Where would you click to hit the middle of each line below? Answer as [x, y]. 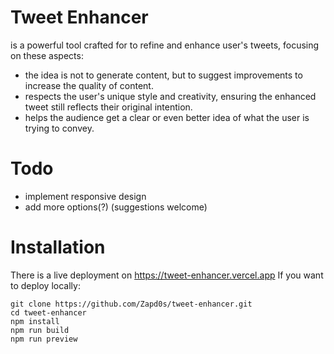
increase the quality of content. [89, 85]
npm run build [40, 330]
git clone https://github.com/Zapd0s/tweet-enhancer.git [131, 304]
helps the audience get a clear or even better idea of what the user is [167, 117]
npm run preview [44, 339]
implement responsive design [85, 196]
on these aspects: [47, 55]
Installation [58, 247]
